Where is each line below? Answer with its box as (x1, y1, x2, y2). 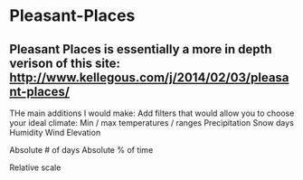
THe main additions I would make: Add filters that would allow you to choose (9, 108, 295, 118)
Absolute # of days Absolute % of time (9, 145, 154, 155)
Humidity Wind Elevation (9, 128, 101, 137)
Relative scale (9, 162, 62, 173)
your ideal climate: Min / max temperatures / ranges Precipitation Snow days (9, 118, 294, 128)
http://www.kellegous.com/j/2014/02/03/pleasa (9, 70, 289, 85)
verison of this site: (9, 55, 120, 71)
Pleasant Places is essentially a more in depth (9, 42, 273, 57)
